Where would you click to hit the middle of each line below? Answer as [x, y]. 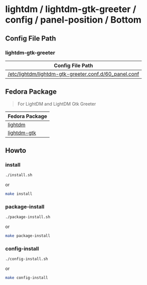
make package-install [28, 236]
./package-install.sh [28, 217]
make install [19, 194]
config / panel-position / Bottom [73, 20]
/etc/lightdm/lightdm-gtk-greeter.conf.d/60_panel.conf [73, 74]
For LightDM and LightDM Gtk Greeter [57, 104]
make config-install [27, 278]
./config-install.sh [27, 259]
